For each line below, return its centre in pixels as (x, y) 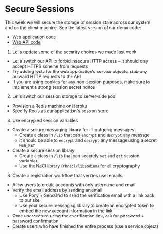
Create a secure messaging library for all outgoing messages (73, 129)
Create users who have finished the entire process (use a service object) (85, 226)
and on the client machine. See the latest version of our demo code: (73, 27)
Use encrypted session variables (45, 120)
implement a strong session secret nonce (54, 87)
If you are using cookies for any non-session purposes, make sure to (81, 82)
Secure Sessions (40, 9)
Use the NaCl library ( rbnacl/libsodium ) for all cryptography (80, 166)
